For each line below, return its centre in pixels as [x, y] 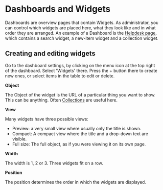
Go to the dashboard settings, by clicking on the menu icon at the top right [80, 65]
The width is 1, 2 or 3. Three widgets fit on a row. [54, 163]
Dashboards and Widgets [58, 9]
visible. [19, 139]
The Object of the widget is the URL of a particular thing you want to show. [80, 95]
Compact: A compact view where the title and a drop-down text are [80, 134]
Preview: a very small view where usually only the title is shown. [77, 128]
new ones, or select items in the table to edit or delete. [60, 76]
